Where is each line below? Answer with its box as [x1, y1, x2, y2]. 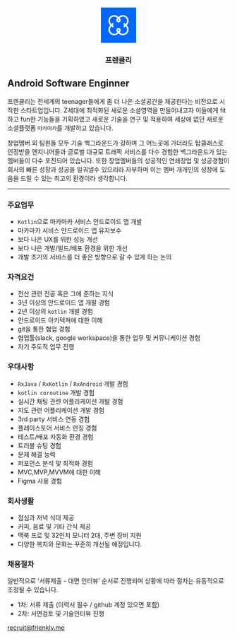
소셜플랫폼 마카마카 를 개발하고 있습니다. [7, 124, 114, 132]
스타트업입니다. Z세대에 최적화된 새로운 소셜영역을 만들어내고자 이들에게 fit [20, 106, 226, 115]
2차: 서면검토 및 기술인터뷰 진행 [17, 609, 104, 618]
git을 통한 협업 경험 [17, 325, 71, 334]
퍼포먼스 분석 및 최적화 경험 [17, 459, 94, 467]
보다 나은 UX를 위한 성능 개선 [17, 235, 99, 244]
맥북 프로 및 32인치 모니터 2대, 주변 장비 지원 [17, 531, 142, 539]
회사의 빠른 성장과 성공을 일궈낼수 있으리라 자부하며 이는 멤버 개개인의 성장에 [7, 165, 219, 173]
